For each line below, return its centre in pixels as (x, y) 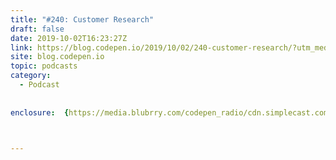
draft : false (37, 29)
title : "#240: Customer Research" (82, 19)
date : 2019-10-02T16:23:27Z (69, 38)
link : (21, 47)
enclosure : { (40, 112)
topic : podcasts (44, 66)
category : (31, 76)
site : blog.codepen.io (57, 57)
